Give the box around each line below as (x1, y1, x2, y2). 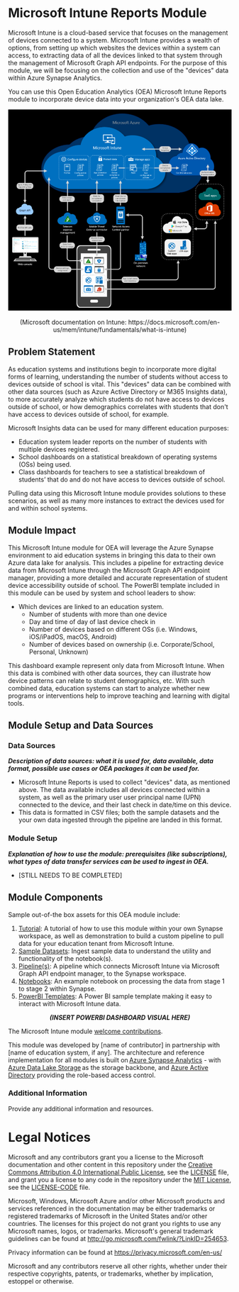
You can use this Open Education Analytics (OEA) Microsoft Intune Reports (8, 87, 227, 96)
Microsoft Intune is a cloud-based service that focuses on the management (8, 28, 228, 37)
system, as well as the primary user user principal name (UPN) (18, 793, 201, 802)
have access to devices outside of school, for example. (8, 410, 169, 418)
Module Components (8, 891, 104, 903)
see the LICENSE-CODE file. (8, 1183, 91, 1191)
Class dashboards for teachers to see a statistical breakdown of (18, 467, 205, 476)
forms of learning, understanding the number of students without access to (8, 372, 228, 381)
